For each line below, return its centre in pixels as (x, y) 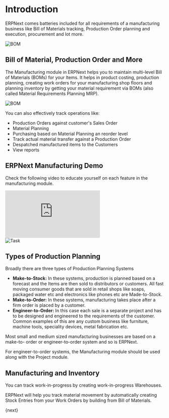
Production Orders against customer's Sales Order (65, 123)
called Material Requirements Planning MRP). (52, 93)
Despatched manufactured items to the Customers (65, 144)
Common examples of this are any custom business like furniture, (80, 321)
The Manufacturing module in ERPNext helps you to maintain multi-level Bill (84, 72)
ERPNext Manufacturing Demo (54, 166)
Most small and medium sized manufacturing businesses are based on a (80, 337)
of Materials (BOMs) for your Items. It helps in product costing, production (82, 77)
